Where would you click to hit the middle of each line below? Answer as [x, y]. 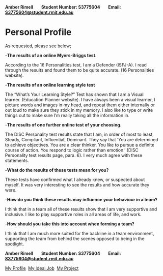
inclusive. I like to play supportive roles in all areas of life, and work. [73, 214]
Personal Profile [39, 32]
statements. [17, 160]
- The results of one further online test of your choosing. [63, 124]
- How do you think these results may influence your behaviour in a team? [81, 199]
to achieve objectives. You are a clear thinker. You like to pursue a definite [80, 145]
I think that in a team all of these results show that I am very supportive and [81, 209]
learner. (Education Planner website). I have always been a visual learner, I [80, 99]
